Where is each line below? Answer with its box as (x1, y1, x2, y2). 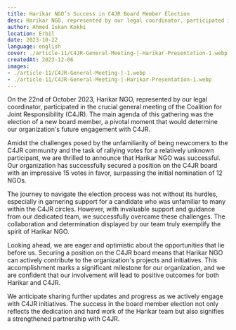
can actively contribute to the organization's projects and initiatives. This (7, 256, 218, 264)
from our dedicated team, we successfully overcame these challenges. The (7, 212, 226, 221)
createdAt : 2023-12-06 (7, 56, 74, 63)
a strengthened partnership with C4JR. (7, 314, 120, 323)
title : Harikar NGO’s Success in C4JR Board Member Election (7, 10, 190, 18)
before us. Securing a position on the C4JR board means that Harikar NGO (7, 248, 223, 257)
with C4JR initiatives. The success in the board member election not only (7, 300, 219, 308)
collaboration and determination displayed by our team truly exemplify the (7, 220, 221, 228)
